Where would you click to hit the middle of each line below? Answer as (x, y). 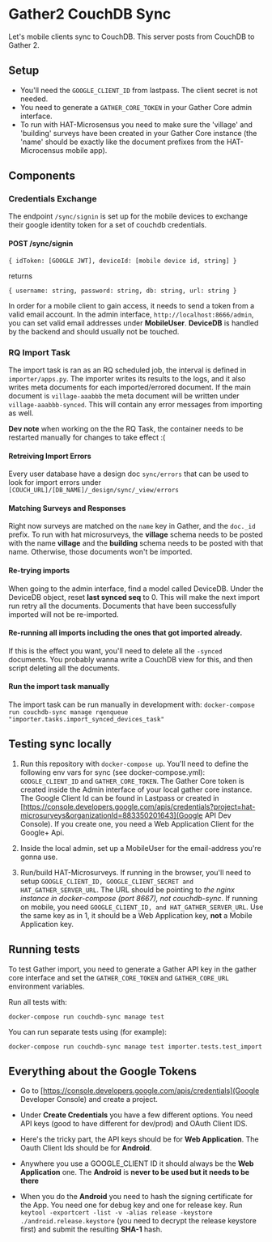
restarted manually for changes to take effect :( (87, 437)
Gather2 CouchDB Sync (90, 14)
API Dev (218, 815)
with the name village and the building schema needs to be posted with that (136, 543)
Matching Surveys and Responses (67, 508)
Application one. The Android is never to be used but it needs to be (134, 1172)
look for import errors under (55, 483)
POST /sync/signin (41, 244)
